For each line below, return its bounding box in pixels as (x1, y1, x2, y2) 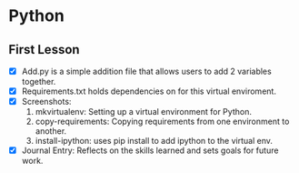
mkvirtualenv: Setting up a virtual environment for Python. (35, 107, 252, 117)
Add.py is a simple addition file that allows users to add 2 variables (21, 66, 272, 76)
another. (35, 126, 67, 137)
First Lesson (8, 42, 80, 57)
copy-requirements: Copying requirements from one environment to (35, 116, 290, 127)
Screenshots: (21, 97, 72, 107)
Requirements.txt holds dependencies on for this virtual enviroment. (21, 86, 276, 97)
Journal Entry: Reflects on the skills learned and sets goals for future (21, 145, 279, 156)
